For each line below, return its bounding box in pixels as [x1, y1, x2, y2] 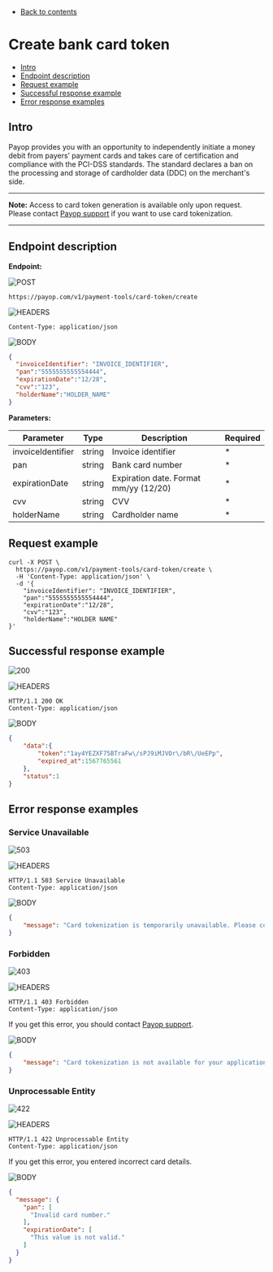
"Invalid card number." [29, 1211, 111, 1219]
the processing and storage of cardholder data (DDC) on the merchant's [8, 168, 250, 177]
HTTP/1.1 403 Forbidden [8, 998, 89, 1007]
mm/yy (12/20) [111, 482, 171, 494]
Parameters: [8, 412, 51, 422]
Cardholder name [111, 508, 179, 520]
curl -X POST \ [8, 558, 60, 566]
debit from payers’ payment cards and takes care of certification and [8, 150, 239, 160]
